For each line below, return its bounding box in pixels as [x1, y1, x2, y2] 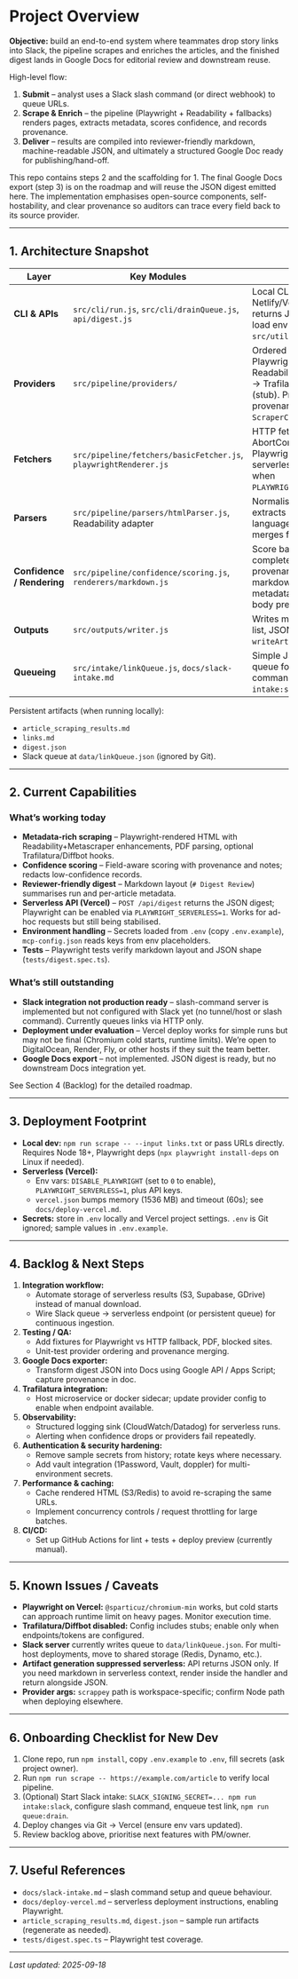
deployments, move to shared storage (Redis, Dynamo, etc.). [40, 1649, 263, 1659]
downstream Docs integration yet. [21, 1063, 146, 1073]
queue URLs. [21, 98, 69, 108]
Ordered [252, 344, 287, 356]
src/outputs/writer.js [72, 624, 169, 635]
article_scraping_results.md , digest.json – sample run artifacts [21, 1915, 260, 1926]
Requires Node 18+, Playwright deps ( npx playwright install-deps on [21, 1147, 279, 1158]
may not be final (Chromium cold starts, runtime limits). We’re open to [21, 1034, 277, 1045]
